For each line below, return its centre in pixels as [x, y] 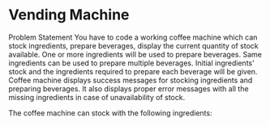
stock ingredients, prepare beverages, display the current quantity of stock [133, 45]
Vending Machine [69, 15]
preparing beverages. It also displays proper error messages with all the [129, 88]
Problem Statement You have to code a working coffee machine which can [133, 37]
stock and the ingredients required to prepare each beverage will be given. [133, 71]
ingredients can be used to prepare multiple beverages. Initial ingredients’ [131, 63]
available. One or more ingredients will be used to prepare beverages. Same [135, 54]
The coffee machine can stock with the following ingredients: [110, 113]
